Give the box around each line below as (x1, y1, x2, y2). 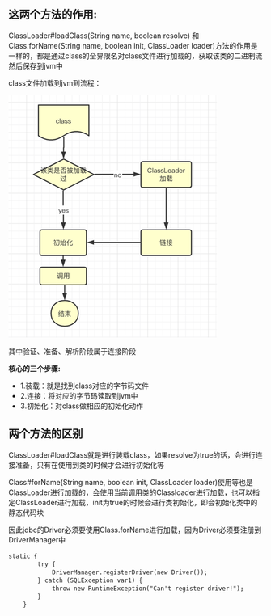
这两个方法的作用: (8, 7, 98, 22)
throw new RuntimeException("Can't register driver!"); (51, 584, 244, 593)
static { (8, 552, 38, 560)
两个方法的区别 (8, 427, 83, 441)
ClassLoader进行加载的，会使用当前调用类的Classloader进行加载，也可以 (8, 487, 253, 497)
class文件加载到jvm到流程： (8, 78, 102, 87)
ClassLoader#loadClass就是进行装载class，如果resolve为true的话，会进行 (8, 449, 256, 459)
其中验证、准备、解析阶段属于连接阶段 (8, 346, 136, 356)
